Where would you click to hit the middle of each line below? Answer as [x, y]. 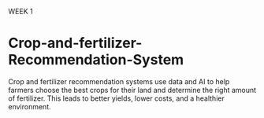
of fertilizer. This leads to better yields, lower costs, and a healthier [116, 98]
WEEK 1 [20, 11]
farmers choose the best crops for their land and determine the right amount [132, 90]
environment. [30, 106]
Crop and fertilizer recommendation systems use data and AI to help [119, 81]
